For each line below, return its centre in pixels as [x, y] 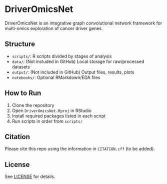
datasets [21, 66]
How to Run [23, 93]
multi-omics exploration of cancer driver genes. [54, 28]
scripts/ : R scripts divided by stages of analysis [62, 56]
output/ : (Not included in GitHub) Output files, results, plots [73, 72]
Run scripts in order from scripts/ [47, 121]
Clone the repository [33, 105]
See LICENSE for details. [30, 176]
